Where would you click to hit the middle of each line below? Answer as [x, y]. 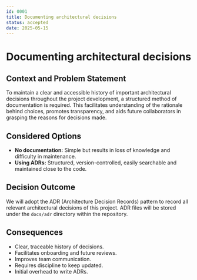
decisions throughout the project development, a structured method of [92, 99]
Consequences [35, 232]
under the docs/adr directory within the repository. [67, 214]
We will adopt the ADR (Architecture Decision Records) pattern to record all [97, 201]
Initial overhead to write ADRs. [51, 271]
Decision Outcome [41, 188]
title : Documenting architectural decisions [61, 17]
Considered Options [44, 136]
